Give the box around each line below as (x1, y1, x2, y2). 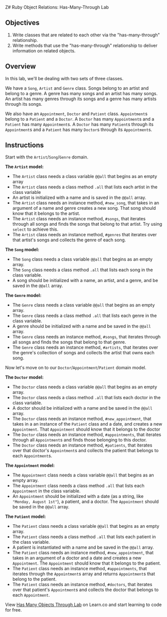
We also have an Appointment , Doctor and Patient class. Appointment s (5, 111, 148, 117)
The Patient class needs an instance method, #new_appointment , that (12, 550, 154, 556)
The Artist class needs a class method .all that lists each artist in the (12, 184, 158, 190)
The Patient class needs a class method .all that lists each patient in (12, 534, 156, 540)
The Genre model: (5, 293, 41, 299)
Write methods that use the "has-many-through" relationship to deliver (12, 42, 158, 48)
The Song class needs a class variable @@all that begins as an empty (12, 256, 153, 262)
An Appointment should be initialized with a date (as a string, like (12, 493, 144, 499)
